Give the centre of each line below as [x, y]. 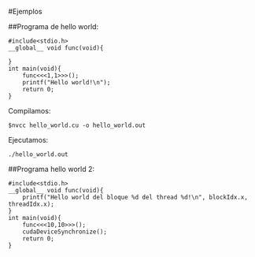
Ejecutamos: [28, 140]
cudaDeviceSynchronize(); [65, 232]
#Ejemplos [25, 11]
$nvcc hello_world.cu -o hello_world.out [77, 125]
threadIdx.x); [31, 204]
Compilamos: [30, 111]
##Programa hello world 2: [51, 169]
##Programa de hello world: [54, 26]
